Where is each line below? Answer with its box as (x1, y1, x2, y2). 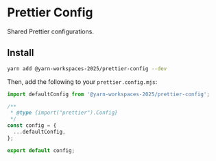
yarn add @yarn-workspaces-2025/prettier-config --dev (7, 65, 167, 72)
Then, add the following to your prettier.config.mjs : (7, 77, 158, 86)
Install (7, 47, 34, 59)
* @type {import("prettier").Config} (10, 109, 118, 117)
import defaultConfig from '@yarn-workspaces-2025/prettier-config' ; (7, 91, 211, 98)
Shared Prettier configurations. (7, 27, 95, 35)
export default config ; (7, 147, 75, 154)
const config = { (7, 122, 57, 129)
